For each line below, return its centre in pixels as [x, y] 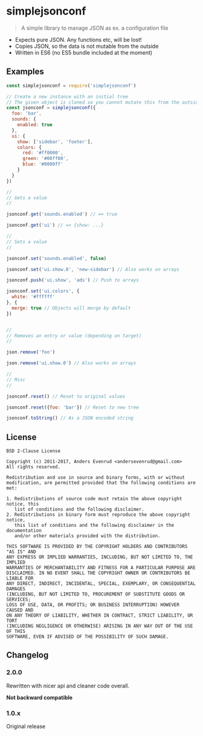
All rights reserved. [34, 467]
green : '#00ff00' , [45, 159]
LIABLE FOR [20, 578]
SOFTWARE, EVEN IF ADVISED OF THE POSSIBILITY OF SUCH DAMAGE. [88, 637]
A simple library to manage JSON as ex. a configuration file [95, 28]
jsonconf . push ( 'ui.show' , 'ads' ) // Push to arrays [72, 280]
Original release [26, 726]
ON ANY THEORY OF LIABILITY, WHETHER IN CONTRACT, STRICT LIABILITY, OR [100, 616]
